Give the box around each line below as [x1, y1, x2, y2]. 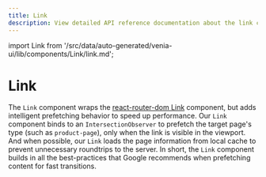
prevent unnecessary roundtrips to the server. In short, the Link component [8, 145, 255, 154]
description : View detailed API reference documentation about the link [8, 19, 253, 27]
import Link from [8, 40, 63, 50]
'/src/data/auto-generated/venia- [63, 40, 173, 50]
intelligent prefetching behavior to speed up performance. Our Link [8, 111, 227, 121]
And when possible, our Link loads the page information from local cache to [8, 136, 256, 146]
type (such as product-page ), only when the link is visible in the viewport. [8, 128, 246, 137]
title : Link [8, 11, 47, 20]
